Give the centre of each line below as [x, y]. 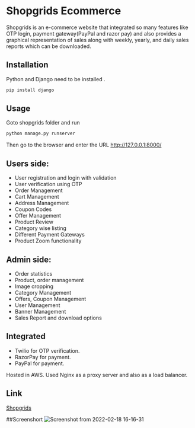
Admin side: [29, 259]
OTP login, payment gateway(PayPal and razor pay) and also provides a [94, 33]
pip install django [30, 90]
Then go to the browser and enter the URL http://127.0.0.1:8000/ [84, 145]
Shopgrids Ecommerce [64, 11]
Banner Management [40, 311]
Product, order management [49, 280]
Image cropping [34, 286]
